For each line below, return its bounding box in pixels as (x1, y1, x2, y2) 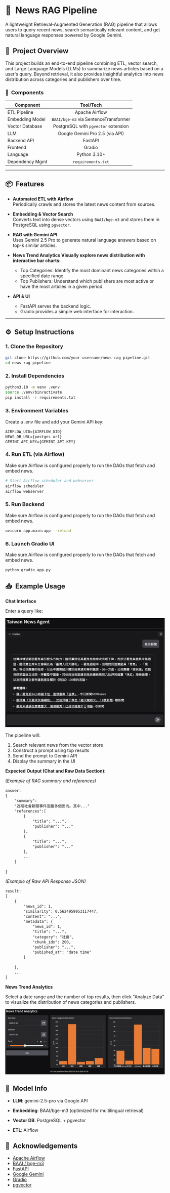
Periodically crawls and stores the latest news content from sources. (12, 201, 156, 207)
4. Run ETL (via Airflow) (5, 451, 65, 458)
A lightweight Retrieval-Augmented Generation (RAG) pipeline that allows (5, 21, 158, 27)
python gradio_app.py (5, 567, 51, 572)
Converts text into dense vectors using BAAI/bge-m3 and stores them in (12, 216, 160, 222)
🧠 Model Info (5, 1084, 48, 1093)
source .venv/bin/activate (5, 390, 62, 395)
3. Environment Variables (5, 407, 69, 414)
